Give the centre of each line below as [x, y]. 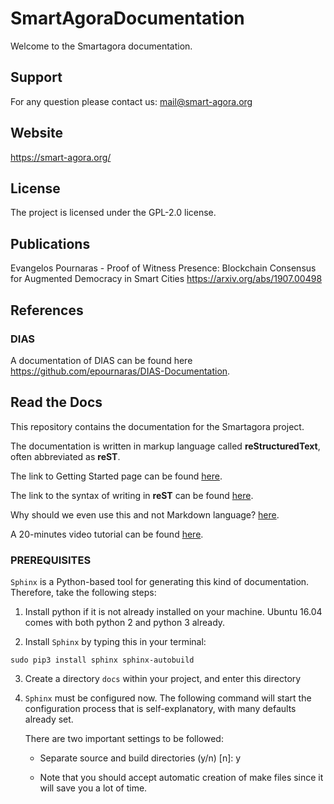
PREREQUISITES [51, 560]
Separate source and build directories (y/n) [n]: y [140, 758]
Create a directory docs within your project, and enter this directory [163, 678]
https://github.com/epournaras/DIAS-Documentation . [120, 371]
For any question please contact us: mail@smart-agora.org [131, 101]
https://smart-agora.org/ [61, 157]
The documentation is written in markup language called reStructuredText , [165, 446]
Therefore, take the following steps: [83, 592]
